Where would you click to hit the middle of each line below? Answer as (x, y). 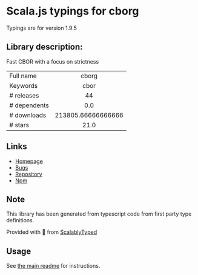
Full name (23, 76)
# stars (19, 125)
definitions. (20, 220)
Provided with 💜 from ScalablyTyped (52, 232)
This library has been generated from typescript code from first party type (99, 214)
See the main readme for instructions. (53, 266)
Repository (28, 174)
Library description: (45, 47)
